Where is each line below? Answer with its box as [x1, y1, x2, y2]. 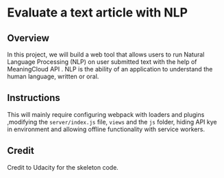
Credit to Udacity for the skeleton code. [7, 163, 119, 171]
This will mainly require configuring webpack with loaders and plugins [7, 110, 205, 118]
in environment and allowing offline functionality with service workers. [7, 125, 206, 133]
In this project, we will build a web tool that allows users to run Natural [7, 50, 205, 58]
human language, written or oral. [7, 72, 99, 80]
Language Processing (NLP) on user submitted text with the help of [7, 58, 197, 66]
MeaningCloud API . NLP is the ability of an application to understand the [7, 65, 213, 73]
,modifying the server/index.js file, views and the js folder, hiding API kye [7, 118, 217, 126]
